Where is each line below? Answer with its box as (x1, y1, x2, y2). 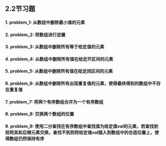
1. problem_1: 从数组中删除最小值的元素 (5, 19, 85, 25)
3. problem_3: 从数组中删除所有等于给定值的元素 (5, 44, 105, 50)
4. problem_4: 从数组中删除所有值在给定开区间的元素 (5, 56, 113, 62)
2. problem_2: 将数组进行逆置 (5, 32, 66, 37)
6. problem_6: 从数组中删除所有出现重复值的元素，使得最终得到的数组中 (5, 80, 152, 86)
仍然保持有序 (18, 135, 45, 142)
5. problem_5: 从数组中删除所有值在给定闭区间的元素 (5, 68, 113, 74)
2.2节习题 (5, 4, 36, 13)
